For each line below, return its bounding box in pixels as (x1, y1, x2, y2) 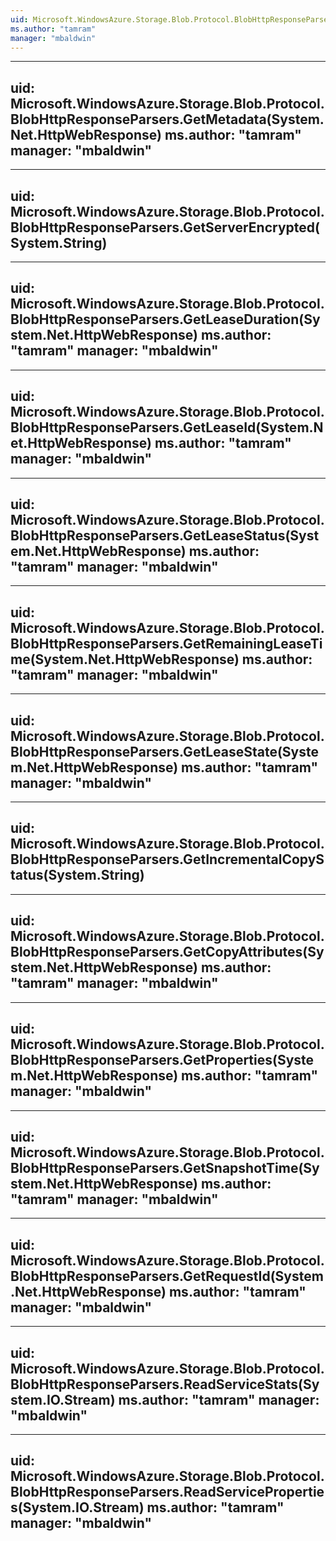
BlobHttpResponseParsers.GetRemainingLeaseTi (10, 635, 323, 652)
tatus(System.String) (10, 867, 145, 884)
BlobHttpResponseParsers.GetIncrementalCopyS (10, 851, 325, 868)
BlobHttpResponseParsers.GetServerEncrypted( (10, 219, 320, 236)
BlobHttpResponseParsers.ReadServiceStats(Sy (10, 1376, 320, 1393)
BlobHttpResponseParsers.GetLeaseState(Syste (10, 743, 319, 760)
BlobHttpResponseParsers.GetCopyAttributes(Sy (10, 944, 325, 961)
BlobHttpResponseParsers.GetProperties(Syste (10, 1052, 315, 1069)
